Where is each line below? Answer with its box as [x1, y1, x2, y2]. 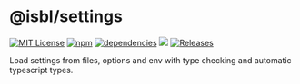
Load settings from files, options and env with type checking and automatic [9, 54, 293, 65]
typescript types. [9, 64, 74, 75]
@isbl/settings [9, 6, 123, 27]
